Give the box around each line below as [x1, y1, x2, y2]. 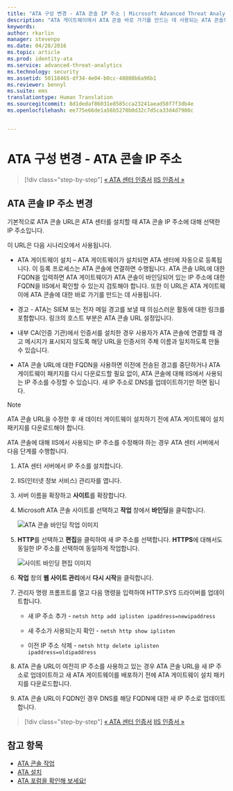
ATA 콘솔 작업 [17, 759, 55, 767]
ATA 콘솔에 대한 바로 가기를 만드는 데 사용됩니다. [30, 290, 162, 298]
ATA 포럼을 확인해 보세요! [17, 776, 87, 785]
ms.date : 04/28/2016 [7, 42, 67, 49]
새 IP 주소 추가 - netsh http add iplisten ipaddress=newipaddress [27, 611, 216, 620]
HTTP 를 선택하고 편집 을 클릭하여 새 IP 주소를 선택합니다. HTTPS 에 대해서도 [17, 535, 223, 543]
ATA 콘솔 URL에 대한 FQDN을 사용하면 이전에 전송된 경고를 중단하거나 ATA [17, 360, 221, 368]
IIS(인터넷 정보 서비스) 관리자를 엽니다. [17, 476, 122, 484]
